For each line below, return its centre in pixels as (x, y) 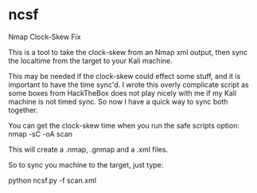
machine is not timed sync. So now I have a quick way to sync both (118, 101)
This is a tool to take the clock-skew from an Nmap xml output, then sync (128, 52)
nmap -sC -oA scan (41, 134)
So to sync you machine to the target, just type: (86, 164)
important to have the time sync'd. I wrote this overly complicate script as (128, 85)
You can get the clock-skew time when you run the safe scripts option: (124, 125)
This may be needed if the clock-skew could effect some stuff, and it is (125, 76)
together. (23, 110)
